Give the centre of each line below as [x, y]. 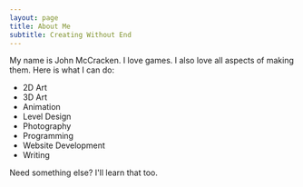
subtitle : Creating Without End [70, 34]
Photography [47, 126]
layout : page [34, 18]
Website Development [64, 145]
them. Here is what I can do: [62, 70]
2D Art [35, 88]
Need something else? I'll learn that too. [84, 172]
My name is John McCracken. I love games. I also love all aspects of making [152, 61]
